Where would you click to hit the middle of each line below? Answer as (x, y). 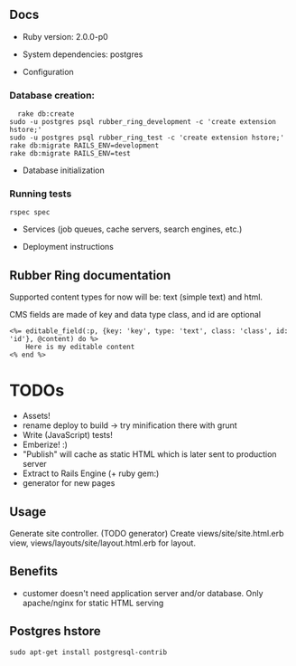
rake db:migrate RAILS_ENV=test (70, 154)
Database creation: (52, 95)
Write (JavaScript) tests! (67, 435)
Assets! (37, 416)
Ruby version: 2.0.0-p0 (65, 36)
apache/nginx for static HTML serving (93, 603)
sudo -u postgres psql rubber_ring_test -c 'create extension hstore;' (147, 138)
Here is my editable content (80, 347)
